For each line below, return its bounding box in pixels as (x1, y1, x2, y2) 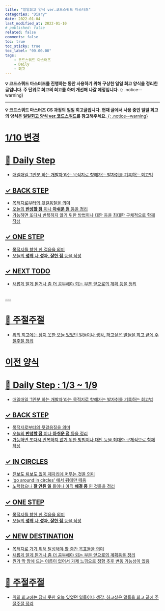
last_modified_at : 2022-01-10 (5, 21, 67, 26)
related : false (5, 30, 36, 35)
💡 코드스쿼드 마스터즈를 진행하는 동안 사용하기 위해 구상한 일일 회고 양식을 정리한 (5, 80, 158, 86)
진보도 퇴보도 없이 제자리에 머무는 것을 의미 (12, 471, 95, 477)
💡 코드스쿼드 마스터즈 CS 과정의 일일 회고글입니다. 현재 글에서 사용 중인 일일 (5, 107, 150, 113)
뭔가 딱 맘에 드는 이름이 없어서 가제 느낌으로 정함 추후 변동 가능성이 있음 (12, 558, 150, 564)
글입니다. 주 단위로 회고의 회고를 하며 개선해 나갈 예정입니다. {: (5, 87, 124, 92)
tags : (5, 53, 16, 58)
